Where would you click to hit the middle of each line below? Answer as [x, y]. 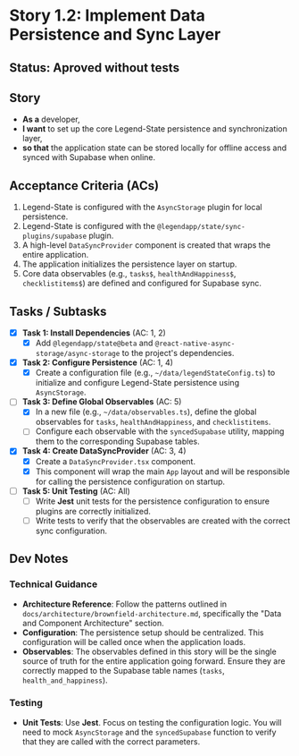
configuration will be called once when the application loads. [134, 641]
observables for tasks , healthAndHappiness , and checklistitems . [153, 422]
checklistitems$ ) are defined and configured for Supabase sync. [141, 284]
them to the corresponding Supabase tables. [117, 442]
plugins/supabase [54, 237]
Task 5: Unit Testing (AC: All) [76, 491]
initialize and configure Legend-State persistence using [137, 383]
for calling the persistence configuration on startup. [130, 481]
